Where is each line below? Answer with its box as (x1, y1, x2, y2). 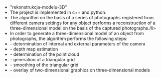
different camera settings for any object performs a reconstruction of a (9, 20, 156, 26)
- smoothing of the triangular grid (9, 62, 79, 68)
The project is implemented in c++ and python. (9, 9, 107, 15)
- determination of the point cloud (9, 51, 80, 57)
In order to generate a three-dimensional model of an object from (9, 31, 144, 36)
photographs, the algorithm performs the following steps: (9, 36, 128, 41)
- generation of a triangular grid (9, 57, 75, 62)
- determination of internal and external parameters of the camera (9, 41, 146, 46)
